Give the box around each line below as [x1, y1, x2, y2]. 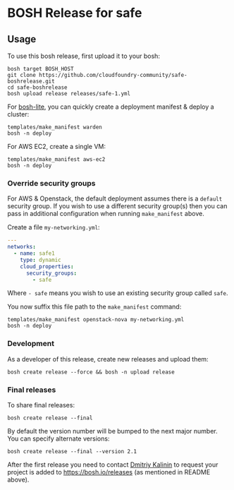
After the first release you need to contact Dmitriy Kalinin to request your [7, 460, 218, 469]
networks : [7, 244, 37, 251]
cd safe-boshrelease [7, 84, 68, 91]
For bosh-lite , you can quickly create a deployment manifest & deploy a [7, 102, 214, 111]
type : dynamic [20, 256, 61, 263]
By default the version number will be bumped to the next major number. [7, 427, 218, 436]
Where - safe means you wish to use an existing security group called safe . [7, 289, 228, 297]
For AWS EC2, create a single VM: [7, 143, 106, 150]
